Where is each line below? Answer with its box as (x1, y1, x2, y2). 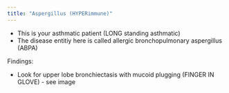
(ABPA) (17, 43, 38, 52)
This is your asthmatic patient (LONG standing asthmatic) (17, 29, 181, 37)
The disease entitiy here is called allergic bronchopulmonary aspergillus (17, 36, 223, 45)
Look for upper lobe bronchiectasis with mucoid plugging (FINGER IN (17, 70, 214, 79)
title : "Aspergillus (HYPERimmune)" (7, 10, 113, 17)
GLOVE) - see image (17, 77, 76, 86)
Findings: (7, 56, 34, 65)
